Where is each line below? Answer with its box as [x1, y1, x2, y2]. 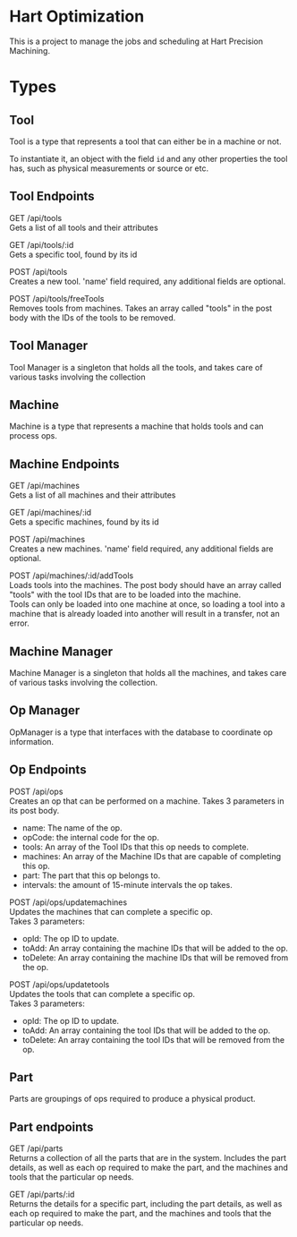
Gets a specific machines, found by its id [9, 516, 159, 527]
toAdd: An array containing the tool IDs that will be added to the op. [21, 1025, 271, 1036]
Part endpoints [9, 1119, 94, 1134]
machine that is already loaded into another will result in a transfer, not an [9, 609, 280, 619]
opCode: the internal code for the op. [21, 832, 159, 842]
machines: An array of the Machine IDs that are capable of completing [21, 850, 282, 861]
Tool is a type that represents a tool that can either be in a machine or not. [9, 136, 282, 147]
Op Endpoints [9, 763, 87, 778]
